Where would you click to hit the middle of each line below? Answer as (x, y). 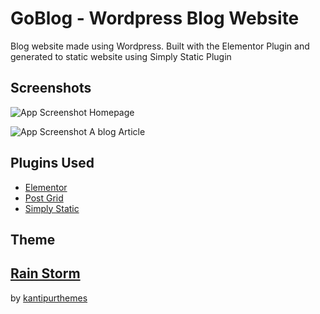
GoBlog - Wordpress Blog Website (155, 18)
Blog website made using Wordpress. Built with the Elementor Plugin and (160, 46)
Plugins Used (52, 163)
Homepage (111, 112)
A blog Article (117, 131)
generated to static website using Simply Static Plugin (121, 56)
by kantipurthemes (49, 298)
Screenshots (51, 88)
